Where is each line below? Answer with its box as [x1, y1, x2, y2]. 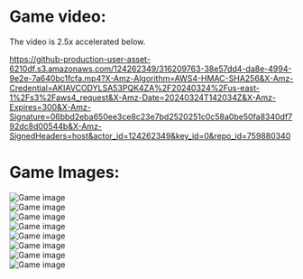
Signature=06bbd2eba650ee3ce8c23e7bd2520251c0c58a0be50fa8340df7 [9, 111, 293, 122]
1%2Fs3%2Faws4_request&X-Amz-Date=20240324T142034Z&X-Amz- [9, 92, 277, 103]
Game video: [9, 6, 106, 27]
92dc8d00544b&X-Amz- [9, 120, 102, 132]
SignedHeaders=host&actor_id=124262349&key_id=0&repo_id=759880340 [9, 130, 291, 141]
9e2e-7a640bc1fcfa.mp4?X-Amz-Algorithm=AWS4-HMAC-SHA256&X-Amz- [9, 72, 294, 83]
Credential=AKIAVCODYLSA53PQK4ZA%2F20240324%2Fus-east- [9, 82, 260, 93]
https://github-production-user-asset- [9, 53, 151, 64]
